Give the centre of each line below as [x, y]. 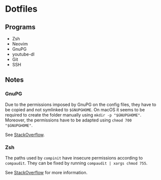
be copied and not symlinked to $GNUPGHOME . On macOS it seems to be [75, 110]
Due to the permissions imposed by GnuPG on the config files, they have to [81, 104]
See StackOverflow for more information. [46, 172]
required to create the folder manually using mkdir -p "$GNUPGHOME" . [73, 115]
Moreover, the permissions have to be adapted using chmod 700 [68, 120]
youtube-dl [23, 54]
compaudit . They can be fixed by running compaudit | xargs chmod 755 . [76, 163]
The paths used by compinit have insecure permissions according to [74, 158]
